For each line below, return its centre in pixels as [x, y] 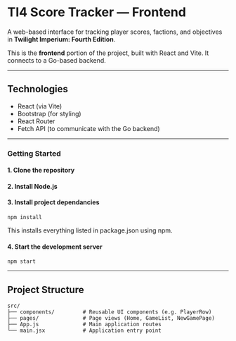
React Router [36, 121]
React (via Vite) [40, 106]
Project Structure [46, 290]
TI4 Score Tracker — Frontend [97, 12]
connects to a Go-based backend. [57, 60]
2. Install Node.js [32, 186]
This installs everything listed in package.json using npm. [90, 230]
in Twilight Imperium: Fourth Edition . [61, 39]
